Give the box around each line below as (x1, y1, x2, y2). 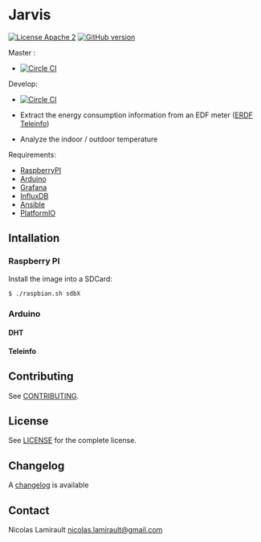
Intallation (8, 232, 60, 245)
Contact (8, 503, 50, 517)
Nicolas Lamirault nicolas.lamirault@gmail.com (8, 524, 163, 534)
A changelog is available (8, 480, 89, 490)
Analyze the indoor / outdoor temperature (19, 134, 158, 144)
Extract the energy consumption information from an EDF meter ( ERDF (19, 110, 253, 120)
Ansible (19, 199, 46, 209)
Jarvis (8, 6, 51, 24)
